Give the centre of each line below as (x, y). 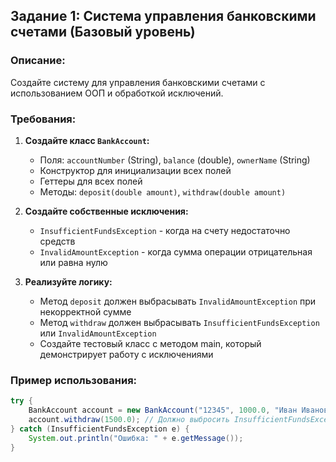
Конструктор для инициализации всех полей (135, 170)
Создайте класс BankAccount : (87, 140)
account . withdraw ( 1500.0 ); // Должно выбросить (129, 420)
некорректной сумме (85, 311)
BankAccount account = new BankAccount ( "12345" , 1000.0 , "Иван (163, 410)
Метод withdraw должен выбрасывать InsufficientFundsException (179, 322)
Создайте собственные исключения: (106, 211)
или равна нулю (73, 262)
